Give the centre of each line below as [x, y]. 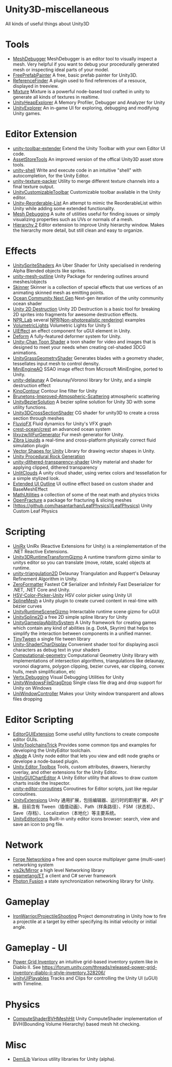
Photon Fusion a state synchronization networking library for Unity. [83, 881]
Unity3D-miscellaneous [57, 10]
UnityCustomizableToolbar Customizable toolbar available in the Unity [87, 192]
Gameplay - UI [36, 948]
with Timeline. [27, 984]
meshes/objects [30, 282]
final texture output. [34, 187]
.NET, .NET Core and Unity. [41, 590]
